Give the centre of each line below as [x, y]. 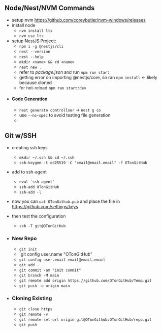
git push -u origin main [45, 286]
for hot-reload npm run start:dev [53, 87]
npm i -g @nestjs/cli [41, 46]
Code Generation [30, 99]
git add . [29, 265]
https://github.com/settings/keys [45, 206]
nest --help [31, 57]
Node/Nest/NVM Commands [50, 8]
